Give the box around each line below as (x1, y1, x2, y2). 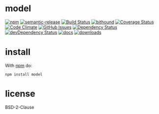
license (5, 88, 36, 99)
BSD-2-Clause (5, 104, 34, 110)
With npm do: (5, 62, 33, 68)
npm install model (5, 72, 43, 77)
